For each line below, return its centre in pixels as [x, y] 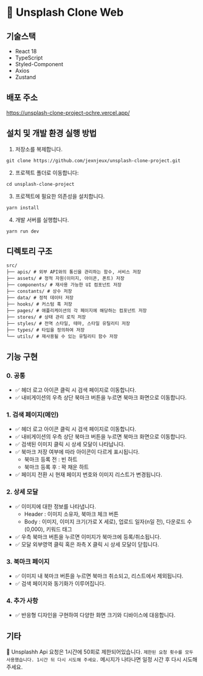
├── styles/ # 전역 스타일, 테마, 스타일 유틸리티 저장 [68, 324]
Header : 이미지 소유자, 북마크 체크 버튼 [71, 514]
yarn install [23, 208]
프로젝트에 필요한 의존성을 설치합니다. [60, 196]
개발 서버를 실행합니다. [42, 220]
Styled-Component [39, 64]
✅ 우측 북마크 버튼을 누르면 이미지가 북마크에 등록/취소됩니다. [88, 536]
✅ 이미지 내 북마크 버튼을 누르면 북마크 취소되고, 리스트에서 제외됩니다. [99, 576]
